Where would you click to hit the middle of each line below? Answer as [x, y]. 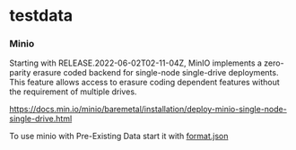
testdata [41, 16]
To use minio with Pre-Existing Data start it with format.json [119, 137]
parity [20, 73]
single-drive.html [41, 119]
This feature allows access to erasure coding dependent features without [144, 83]
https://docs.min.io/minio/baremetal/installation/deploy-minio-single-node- [148, 110]
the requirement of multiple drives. [73, 92]
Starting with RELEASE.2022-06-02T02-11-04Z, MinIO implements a [136, 63]
